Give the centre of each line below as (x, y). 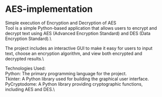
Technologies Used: (25, 68)
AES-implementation (49, 9)
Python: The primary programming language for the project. (66, 73)
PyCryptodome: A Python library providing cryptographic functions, (74, 84)
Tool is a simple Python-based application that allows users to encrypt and (81, 28)
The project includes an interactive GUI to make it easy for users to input (79, 48)
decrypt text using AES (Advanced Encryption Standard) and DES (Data (78, 33)
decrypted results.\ (25, 58)
